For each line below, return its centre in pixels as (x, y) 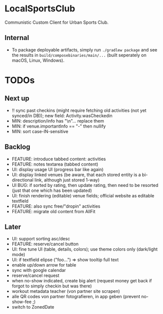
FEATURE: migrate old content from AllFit (54, 211)
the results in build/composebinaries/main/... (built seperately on (79, 55)
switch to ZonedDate (33, 307)
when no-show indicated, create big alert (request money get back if (82, 281)
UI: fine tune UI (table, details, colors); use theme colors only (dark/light (85, 249)
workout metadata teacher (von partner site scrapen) (66, 291)
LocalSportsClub (40, 9)
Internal (17, 38)
